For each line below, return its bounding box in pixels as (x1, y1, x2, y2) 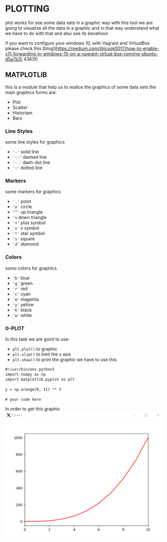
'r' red (12, 285, 27, 291)
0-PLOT (5, 324, 25, 332)
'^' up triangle (12, 209, 43, 215)
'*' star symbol (12, 231, 45, 237)
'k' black (12, 307, 32, 313)
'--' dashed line (12, 154, 47, 160)
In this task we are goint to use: (5, 336, 70, 342)
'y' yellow (12, 301, 34, 307)
